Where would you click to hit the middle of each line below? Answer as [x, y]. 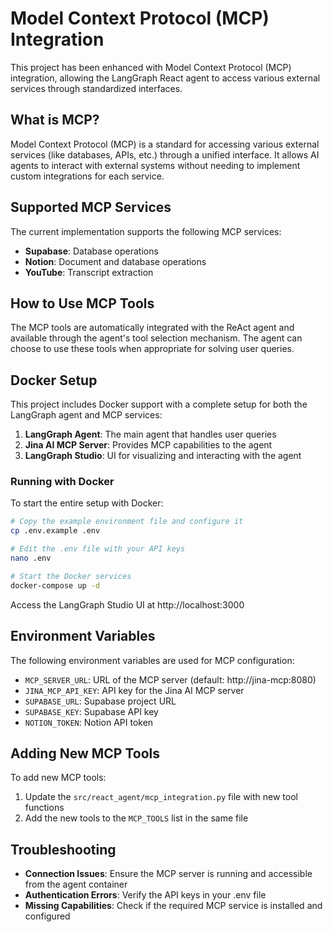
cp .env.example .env [55, 531]
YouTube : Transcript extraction [89, 272]
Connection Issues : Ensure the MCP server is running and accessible [168, 874]
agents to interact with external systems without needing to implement [155, 165]
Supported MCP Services [91, 207]
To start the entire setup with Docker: [87, 503]
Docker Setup [54, 380]
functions [44, 808]
